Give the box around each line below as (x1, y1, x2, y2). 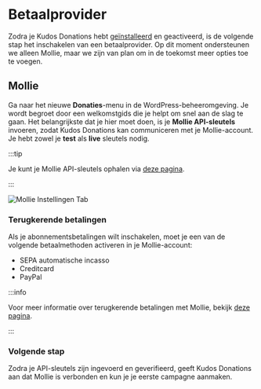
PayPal (19, 273, 42, 282)
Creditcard (19, 264, 55, 273)
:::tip (8, 149, 23, 158)
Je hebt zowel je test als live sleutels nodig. (8, 134, 150, 143)
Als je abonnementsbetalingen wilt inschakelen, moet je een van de (8, 232, 226, 241)
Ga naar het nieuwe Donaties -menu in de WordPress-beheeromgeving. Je (8, 100, 249, 109)
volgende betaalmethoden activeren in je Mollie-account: (8, 240, 193, 250)
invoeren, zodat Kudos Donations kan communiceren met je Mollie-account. (8, 125, 253, 134)
